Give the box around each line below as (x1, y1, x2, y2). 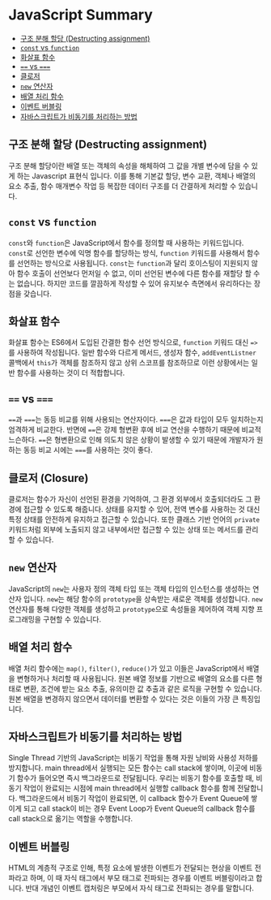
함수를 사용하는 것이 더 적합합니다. (16, 368, 125, 378)
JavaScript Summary (8, 6, 154, 24)
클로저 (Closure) (8, 471, 89, 484)
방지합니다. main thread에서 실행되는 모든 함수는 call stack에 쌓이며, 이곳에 (8, 763, 248, 773)
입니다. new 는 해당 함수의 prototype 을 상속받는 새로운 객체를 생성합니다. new (23, 594, 263, 604)
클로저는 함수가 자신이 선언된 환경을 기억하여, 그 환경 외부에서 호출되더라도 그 (8, 494, 252, 504)
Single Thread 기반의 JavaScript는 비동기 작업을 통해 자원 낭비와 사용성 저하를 (8, 753, 259, 763)
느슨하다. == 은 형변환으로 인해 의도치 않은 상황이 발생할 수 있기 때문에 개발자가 (8, 435, 255, 445)
